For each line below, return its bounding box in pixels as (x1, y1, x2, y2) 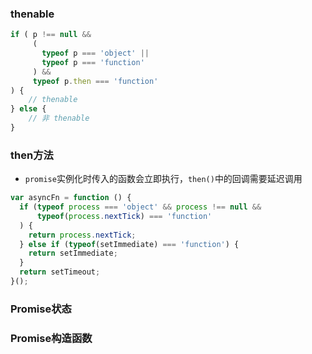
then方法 (10, 148, 54, 162)
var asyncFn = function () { (10, 193, 132, 203)
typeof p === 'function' (41, 57, 145, 67)
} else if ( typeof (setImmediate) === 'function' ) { (19, 239, 240, 249)
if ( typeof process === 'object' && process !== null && (19, 202, 262, 212)
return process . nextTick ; (28, 230, 137, 240)
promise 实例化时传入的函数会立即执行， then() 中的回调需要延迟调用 (24, 173, 303, 185)
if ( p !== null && (10, 30, 92, 40)
